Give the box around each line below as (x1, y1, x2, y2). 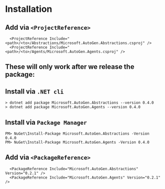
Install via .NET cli (5, 87, 64, 95)
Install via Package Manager (5, 118, 87, 127)
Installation (5, 3, 53, 15)
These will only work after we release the (5, 63, 135, 71)
